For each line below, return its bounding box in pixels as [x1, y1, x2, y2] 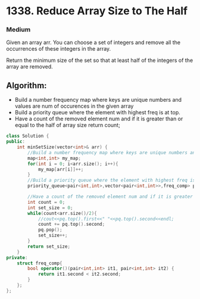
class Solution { [6, 133, 49, 139]
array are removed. [6, 63, 54, 70]
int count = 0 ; [27, 199, 65, 205]
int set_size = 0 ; [27, 204, 73, 211]
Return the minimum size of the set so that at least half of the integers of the [6, 57, 193, 64]
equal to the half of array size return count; [14, 122, 120, 129]
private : [6, 254, 28, 260]
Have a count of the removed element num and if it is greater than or [14, 115, 183, 123]
